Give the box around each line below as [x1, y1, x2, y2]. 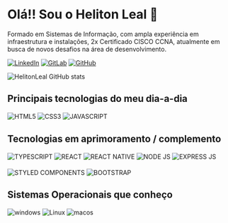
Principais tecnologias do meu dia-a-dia [7, 93, 188, 105]
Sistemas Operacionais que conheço [7, 188, 173, 200]
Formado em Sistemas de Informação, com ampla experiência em [7, 30, 200, 38]
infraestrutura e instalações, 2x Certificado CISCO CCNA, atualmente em [7, 37, 220, 45]
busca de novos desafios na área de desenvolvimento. [7, 45, 167, 53]
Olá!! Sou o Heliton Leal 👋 [7, 6, 158, 23]
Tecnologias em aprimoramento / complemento [7, 132, 222, 144]
